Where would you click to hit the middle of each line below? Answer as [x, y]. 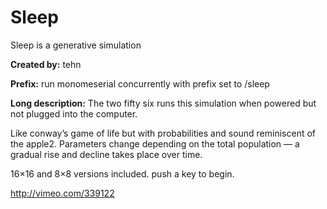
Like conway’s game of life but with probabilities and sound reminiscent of [163, 133]
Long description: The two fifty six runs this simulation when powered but [163, 103]
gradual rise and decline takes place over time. [106, 154]
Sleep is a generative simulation [76, 45]
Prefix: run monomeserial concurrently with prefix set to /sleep [140, 83]
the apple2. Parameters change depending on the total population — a [155, 143]
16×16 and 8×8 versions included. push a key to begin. [122, 173]
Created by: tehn [46, 64]
